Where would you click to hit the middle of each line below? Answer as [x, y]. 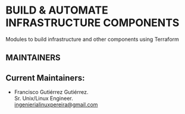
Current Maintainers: [45, 78]
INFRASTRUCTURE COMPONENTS [93, 23]
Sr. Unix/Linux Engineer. [44, 99]
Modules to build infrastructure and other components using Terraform [93, 39]
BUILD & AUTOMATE [57, 10]
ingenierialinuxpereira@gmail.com [56, 105]
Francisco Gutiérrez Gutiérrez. [51, 92]
